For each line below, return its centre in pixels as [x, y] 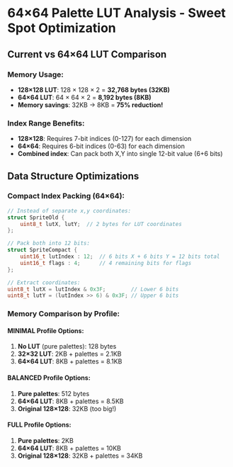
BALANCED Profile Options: [49, 378]
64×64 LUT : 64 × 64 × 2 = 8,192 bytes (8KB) [84, 97]
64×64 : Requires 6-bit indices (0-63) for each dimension [101, 146]
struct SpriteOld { [36, 218]
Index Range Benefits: [46, 123]
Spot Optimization [62, 28]
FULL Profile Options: [39, 425]
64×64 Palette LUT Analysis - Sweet [117, 13]
